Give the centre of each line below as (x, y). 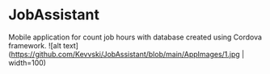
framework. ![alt (35, 45)
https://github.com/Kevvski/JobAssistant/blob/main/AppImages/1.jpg (125, 54)
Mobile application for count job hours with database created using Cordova (135, 37)
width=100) (27, 63)
